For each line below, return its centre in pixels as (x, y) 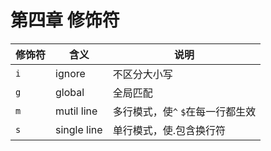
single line (79, 129)
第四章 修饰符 (65, 20)
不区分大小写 (142, 74)
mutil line (76, 111)
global (70, 92)
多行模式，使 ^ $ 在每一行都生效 (184, 111)
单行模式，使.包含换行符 (169, 130)
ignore (70, 73)
